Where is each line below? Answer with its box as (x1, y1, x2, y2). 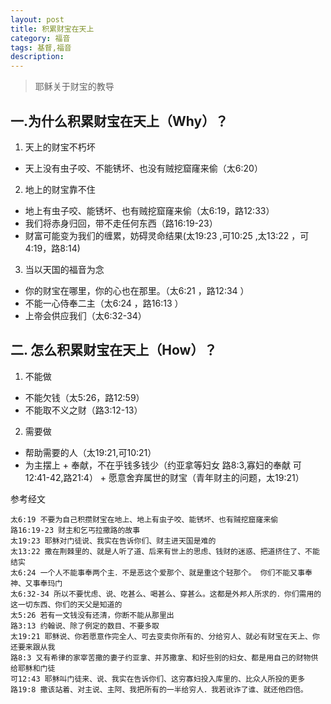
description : (10, 52, 65, 62)
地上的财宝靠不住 (24, 183, 96, 195)
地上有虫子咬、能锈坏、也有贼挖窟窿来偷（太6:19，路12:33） (24, 204, 275, 216)
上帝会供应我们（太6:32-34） (24, 309, 147, 321)
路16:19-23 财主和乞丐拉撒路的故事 (10, 525, 141, 535)
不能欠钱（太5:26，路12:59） (24, 391, 145, 403)
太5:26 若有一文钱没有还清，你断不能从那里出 (10, 610, 175, 620)
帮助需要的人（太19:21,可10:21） (24, 446, 157, 458)
